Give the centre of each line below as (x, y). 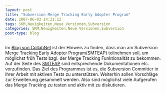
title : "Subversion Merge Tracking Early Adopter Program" (68, 15)
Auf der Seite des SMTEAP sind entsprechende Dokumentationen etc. (77, 64)
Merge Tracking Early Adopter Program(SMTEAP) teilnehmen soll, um (77, 53)
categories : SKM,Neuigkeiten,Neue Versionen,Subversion (64, 29)
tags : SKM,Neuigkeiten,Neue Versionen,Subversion (58, 24)
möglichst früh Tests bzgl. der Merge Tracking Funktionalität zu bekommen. (83, 58)
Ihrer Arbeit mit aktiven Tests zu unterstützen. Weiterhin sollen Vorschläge (82, 74)
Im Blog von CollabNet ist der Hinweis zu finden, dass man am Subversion (81, 48)
